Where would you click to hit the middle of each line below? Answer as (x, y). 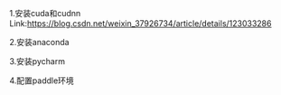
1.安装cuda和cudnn (45, 13)
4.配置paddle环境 (42, 81)
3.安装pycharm (37, 61)
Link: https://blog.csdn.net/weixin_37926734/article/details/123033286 (140, 24)
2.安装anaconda (39, 42)
